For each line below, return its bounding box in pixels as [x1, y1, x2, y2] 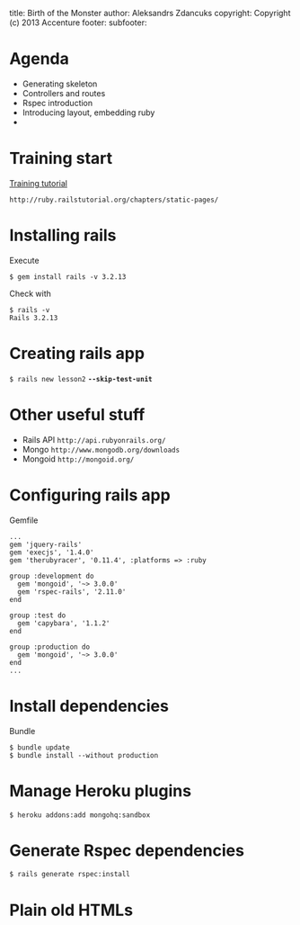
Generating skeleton [22, 78, 98, 89]
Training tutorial [9, 177, 67, 188]
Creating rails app [9, 344, 146, 364]
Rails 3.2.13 [9, 313, 58, 322]
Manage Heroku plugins [9, 780, 191, 801]
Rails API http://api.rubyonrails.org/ [22, 434, 166, 445]
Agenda [9, 49, 69, 69]
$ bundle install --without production [9, 750, 159, 759]
